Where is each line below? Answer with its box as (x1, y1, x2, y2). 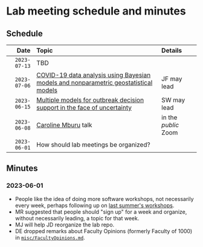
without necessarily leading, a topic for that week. (14, 214, 140, 222)
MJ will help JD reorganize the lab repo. (14, 221, 115, 228)
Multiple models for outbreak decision (36, 96, 144, 104)
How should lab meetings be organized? (36, 140, 150, 149)
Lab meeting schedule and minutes (6, 4, 186, 18)
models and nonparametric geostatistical (36, 79, 153, 87)
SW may (161, 96, 185, 104)
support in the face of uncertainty (36, 104, 132, 111)
